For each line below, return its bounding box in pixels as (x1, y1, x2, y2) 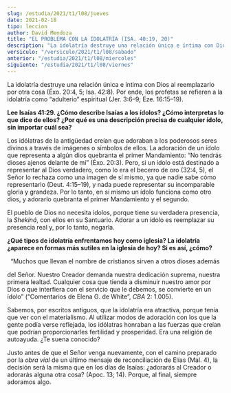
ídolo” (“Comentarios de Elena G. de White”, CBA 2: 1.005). (7, 292, 173, 301)
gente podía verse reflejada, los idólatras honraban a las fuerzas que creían (7, 320, 221, 328)
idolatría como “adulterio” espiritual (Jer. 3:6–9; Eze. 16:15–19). (7, 94, 184, 103)
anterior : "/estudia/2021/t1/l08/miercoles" (7, 55, 137, 62)
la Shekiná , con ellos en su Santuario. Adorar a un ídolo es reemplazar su (7, 215, 214, 224)
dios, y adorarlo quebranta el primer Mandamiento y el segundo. (7, 194, 190, 203)
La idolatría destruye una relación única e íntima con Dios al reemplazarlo (7, 80, 215, 88)
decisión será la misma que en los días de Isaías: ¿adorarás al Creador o (7, 363, 212, 371)
